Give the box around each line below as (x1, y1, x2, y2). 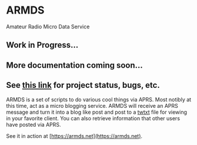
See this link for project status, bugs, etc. (6, 80, 160, 90)
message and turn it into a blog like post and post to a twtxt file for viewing (6, 108, 187, 116)
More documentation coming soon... (6, 60, 143, 70)
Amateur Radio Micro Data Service (6, 23, 90, 30)
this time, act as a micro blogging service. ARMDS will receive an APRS (6, 102, 178, 109)
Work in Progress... (6, 40, 79, 50)
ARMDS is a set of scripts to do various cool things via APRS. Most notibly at (6, 95, 192, 103)
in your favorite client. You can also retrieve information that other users (6, 114, 181, 121)
